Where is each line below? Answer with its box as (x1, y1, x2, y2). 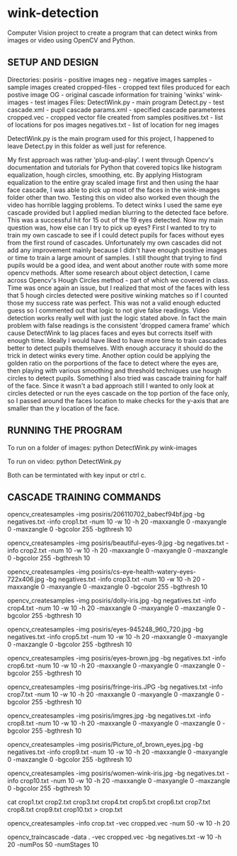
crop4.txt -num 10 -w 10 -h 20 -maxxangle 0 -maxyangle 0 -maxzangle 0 (7, 604, 221, 612)
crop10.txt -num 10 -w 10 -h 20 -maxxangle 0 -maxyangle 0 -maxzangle (20, 777, 231, 785)
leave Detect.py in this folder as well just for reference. (7, 142, 167, 150)
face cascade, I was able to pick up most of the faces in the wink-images (7, 186, 221, 194)
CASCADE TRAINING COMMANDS (7, 491, 161, 503)
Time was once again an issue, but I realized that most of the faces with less (7, 283, 230, 292)
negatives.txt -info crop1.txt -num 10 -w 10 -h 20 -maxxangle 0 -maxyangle (7, 517, 227, 526)
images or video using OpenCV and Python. (7, 35, 136, 44)
